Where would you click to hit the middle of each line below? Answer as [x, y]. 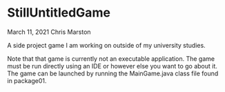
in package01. [27, 80]
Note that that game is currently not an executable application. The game [111, 58]
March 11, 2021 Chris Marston [49, 32]
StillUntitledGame [59, 13]
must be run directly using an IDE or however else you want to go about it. [112, 66]
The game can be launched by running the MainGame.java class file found [113, 73]
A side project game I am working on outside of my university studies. [106, 45]
